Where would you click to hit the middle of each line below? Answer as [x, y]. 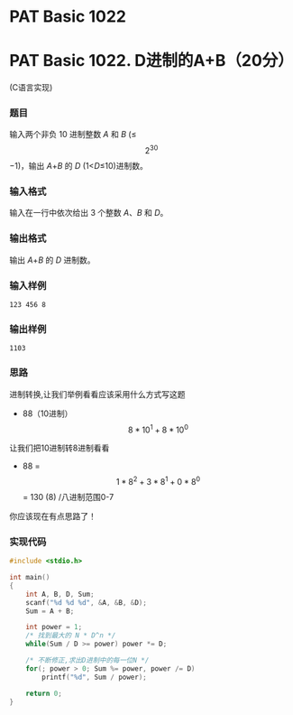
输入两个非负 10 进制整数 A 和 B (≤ [73, 135]
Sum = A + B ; [50, 611]
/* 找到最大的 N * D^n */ [71, 636]
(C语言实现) [31, 88]
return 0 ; [44, 693]
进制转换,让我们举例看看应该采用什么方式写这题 [98, 394]
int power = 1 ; [54, 627]
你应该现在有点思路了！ [53, 515]
